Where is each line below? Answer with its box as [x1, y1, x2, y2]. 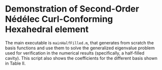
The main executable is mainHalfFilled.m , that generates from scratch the [5, 40, 154, 45]
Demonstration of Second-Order [5, 3, 140, 14]
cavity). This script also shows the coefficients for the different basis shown [5, 55, 158, 61]
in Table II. [5, 60, 26, 66]
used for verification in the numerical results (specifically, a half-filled [5, 50, 145, 56]
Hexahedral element [5, 24, 89, 35]
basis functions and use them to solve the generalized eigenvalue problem [5, 45, 155, 51]
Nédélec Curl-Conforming [5, 14, 113, 25]
